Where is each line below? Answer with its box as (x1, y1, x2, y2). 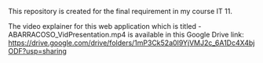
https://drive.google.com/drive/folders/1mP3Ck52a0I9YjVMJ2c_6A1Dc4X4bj (8, 38, 255, 47)
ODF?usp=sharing (8, 47, 67, 55)
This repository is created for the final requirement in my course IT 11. (8, 7, 233, 16)
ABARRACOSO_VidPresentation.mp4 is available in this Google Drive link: (8, 30, 245, 39)
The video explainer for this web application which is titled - (8, 22, 202, 30)
